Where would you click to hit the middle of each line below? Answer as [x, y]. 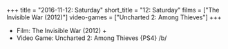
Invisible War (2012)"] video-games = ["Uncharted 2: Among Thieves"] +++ [114, 17]
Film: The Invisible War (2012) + [61, 31]
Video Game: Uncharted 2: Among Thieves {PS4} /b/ [92, 38]
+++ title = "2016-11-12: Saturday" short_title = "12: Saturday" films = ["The [113, 10]
